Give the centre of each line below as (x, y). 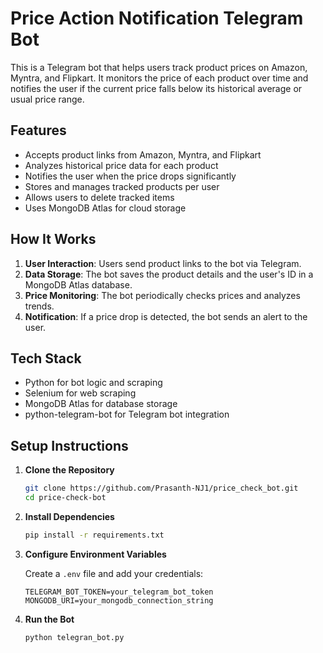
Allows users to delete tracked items (99, 197)
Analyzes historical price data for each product (121, 165)
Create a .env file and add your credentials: (114, 573)
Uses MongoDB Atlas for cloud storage (105, 208)
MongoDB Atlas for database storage (101, 404)
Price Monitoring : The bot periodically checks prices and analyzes (162, 295)
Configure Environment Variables (95, 554)
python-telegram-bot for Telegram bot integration (127, 414)
